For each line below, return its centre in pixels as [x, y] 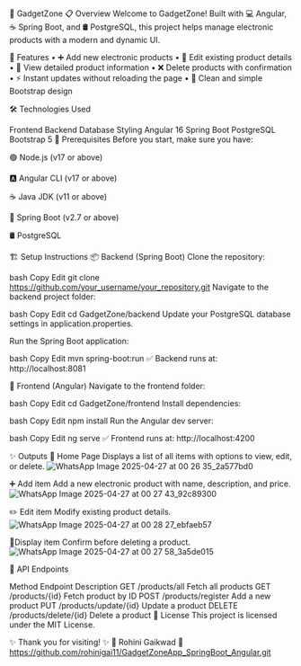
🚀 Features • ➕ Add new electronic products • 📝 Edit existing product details [150, 57]
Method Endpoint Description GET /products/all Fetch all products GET [140, 586]
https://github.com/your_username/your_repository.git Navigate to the [139, 287]
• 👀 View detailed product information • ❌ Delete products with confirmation [150, 67]
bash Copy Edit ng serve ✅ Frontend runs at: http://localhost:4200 [132, 438]
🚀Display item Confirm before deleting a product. [100, 542]
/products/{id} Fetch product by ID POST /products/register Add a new [140, 596]
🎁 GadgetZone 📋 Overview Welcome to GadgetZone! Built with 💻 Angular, [148, 13]
